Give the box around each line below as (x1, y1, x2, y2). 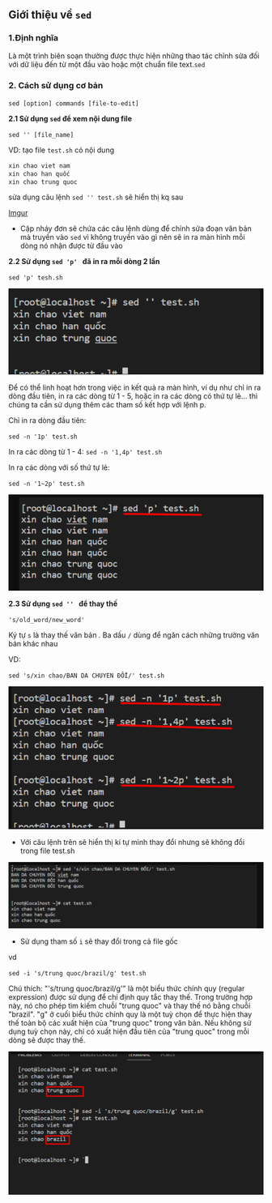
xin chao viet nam (8, 161, 70, 170)
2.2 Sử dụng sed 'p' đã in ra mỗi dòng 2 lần (8, 256, 160, 266)
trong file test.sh (19, 846, 75, 855)
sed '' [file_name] (8, 130, 74, 139)
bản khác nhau (8, 638, 58, 648)
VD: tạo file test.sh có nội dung (8, 145, 115, 155)
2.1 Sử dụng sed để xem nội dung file (8, 113, 132, 123)
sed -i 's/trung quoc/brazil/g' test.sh (8, 969, 147, 977)
